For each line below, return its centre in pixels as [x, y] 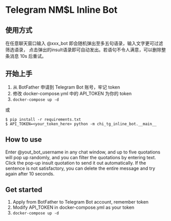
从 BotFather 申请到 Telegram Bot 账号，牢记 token [66, 87]
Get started [24, 190]
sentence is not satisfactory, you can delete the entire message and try [80, 168]
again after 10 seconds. [30, 173]
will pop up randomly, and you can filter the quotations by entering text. [81, 157]
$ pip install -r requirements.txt [43, 119]
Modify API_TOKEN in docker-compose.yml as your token [73, 207]
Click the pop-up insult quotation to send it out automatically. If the [76, 163]
